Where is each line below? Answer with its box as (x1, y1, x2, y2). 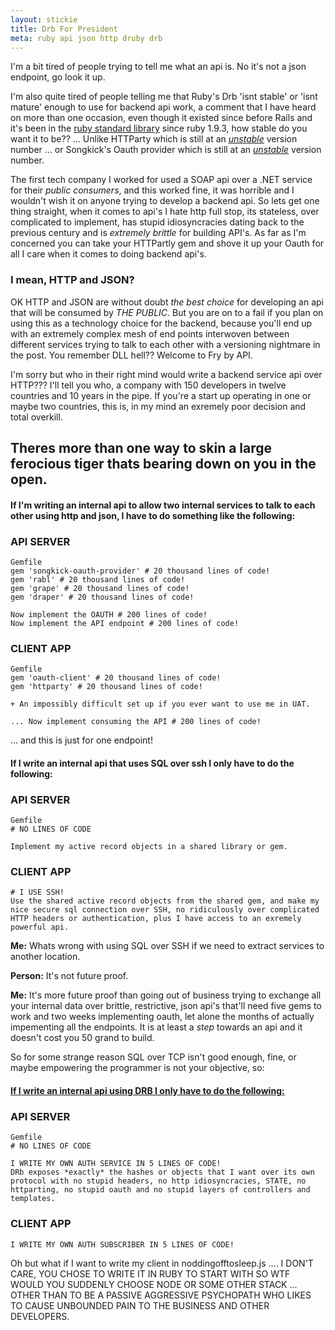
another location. (10, 951, 81, 963)
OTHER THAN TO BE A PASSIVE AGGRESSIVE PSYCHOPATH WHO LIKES (10, 1289, 312, 1301)
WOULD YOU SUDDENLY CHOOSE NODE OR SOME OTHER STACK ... (10, 1278, 298, 1290)
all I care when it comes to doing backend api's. (10, 248, 207, 260)
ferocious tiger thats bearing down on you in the (10, 456, 317, 473)
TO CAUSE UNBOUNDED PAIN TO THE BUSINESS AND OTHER (10, 1299, 270, 1311)
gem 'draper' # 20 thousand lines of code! (10, 592, 195, 602)
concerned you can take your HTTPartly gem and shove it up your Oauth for (10, 237, 325, 250)
